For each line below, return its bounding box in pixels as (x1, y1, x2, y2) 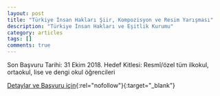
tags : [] (7, 36, 32, 43)
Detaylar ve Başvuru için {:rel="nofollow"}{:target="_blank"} (7, 82, 175, 89)
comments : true (7, 42, 51, 49)
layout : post (7, 10, 45, 17)
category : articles (7, 29, 63, 36)
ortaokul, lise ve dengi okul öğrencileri (7, 68, 115, 76)
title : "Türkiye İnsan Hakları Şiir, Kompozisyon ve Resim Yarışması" (7, 16, 214, 23)
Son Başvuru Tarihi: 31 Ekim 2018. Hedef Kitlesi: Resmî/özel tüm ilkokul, (7, 61, 209, 69)
